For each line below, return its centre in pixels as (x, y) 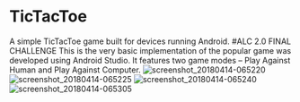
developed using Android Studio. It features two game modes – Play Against (150, 60)
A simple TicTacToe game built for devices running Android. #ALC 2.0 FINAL (150, 41)
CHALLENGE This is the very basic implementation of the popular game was (150, 50)
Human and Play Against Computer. (75, 70)
